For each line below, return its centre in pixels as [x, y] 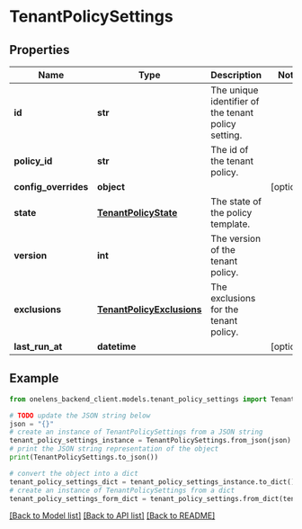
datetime [117, 346]
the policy [231, 213]
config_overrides [51, 187]
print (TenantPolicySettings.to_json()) [84, 457]
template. [231, 224]
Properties [40, 50]
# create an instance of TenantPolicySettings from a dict [122, 490]
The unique [235, 90]
